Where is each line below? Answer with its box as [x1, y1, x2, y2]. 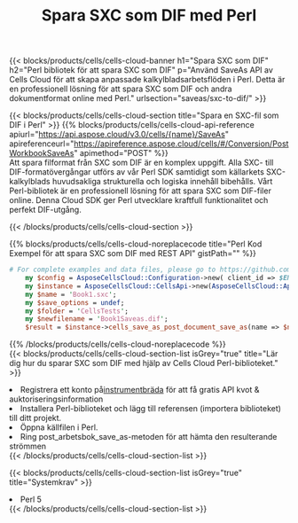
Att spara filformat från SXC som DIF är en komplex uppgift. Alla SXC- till [9, 157, 274, 168]
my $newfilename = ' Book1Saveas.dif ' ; [25, 315, 169, 324]
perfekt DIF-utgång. [9, 205, 82, 215]
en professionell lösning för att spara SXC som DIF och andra [9, 83, 232, 94]
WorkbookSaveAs [9, 148, 74, 159]
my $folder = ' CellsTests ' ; [25, 307, 129, 316]
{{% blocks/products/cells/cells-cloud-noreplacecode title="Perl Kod [9, 238, 263, 249]
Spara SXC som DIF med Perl [41, 5, 257, 26]
